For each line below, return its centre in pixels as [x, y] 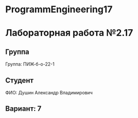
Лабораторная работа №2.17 [69, 33]
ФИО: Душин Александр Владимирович [49, 93]
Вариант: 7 [24, 109]
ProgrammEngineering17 [59, 9]
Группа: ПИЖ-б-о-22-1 [30, 64]
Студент [20, 80]
